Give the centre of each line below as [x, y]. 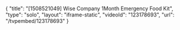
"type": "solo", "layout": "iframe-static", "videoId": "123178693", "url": [90, 15]
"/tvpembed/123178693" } [37, 21]
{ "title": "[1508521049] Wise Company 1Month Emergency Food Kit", [89, 9]
